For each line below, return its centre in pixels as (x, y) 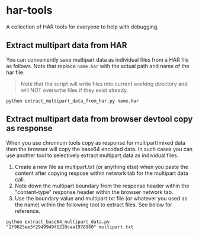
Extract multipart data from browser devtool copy (99, 119)
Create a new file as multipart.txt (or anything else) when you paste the (101, 167)
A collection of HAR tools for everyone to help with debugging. (82, 27)
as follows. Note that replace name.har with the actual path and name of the (98, 66)
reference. (27, 211)
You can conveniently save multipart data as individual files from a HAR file (98, 59)
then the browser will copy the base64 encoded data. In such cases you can (99, 149)
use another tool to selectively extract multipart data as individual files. (92, 155)
